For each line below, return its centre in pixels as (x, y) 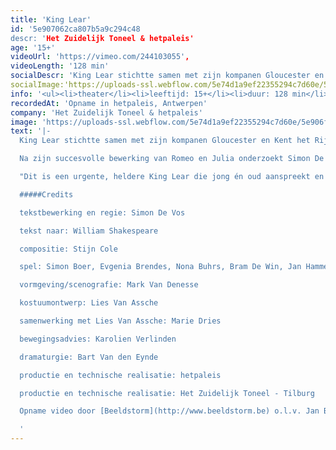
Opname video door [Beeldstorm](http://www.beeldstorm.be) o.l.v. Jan (169, 411)
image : (24, 122)
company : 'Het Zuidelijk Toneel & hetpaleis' (106, 112)
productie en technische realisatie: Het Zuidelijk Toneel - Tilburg (167, 393)
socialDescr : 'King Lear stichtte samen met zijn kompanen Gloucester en (167, 76)
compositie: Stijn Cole (68, 249)
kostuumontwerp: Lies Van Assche (89, 303)
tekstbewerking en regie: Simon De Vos (102, 212)
